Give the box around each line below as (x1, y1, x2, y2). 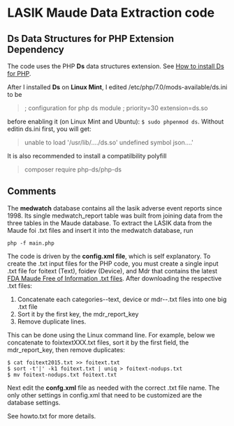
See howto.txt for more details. (7, 411, 96, 420)
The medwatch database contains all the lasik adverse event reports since (7, 204, 222, 212)
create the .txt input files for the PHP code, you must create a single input (7, 259, 219, 268)
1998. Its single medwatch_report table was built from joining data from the (7, 211, 224, 220)
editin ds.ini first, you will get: (7, 125, 92, 133)
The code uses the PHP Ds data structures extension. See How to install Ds (7, 62, 225, 70)
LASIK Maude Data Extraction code (7, 5, 215, 21)
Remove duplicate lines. (17, 317, 87, 326)
